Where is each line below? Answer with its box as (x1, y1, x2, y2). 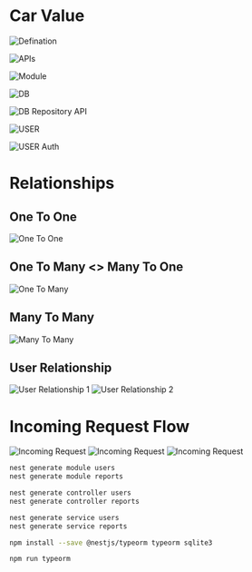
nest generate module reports (9, 472, 124, 481)
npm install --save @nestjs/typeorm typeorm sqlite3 (9, 537, 213, 547)
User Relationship (9, 360, 112, 375)
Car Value (9, 5, 85, 26)
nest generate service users (9, 513, 120, 522)
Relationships (9, 173, 115, 193)
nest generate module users (9, 464, 116, 473)
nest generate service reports (9, 521, 128, 531)
